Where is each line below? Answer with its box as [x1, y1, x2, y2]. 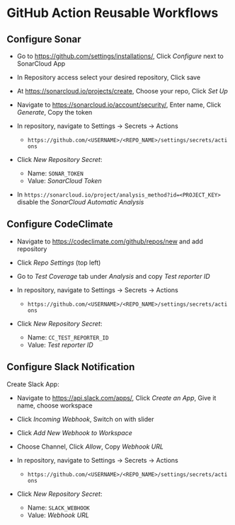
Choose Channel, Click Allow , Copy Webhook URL [16, 442, 164, 451]
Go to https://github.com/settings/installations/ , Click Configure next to [16, 52, 224, 60]
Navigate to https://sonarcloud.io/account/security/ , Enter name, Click [16, 100, 222, 109]
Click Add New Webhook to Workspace [16, 428, 132, 437]
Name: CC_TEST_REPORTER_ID [27, 333, 109, 341]
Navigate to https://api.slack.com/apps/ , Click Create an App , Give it [16, 393, 217, 402]
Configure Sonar [6, 33, 82, 45]
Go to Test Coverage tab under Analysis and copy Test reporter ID [16, 272, 210, 280]
